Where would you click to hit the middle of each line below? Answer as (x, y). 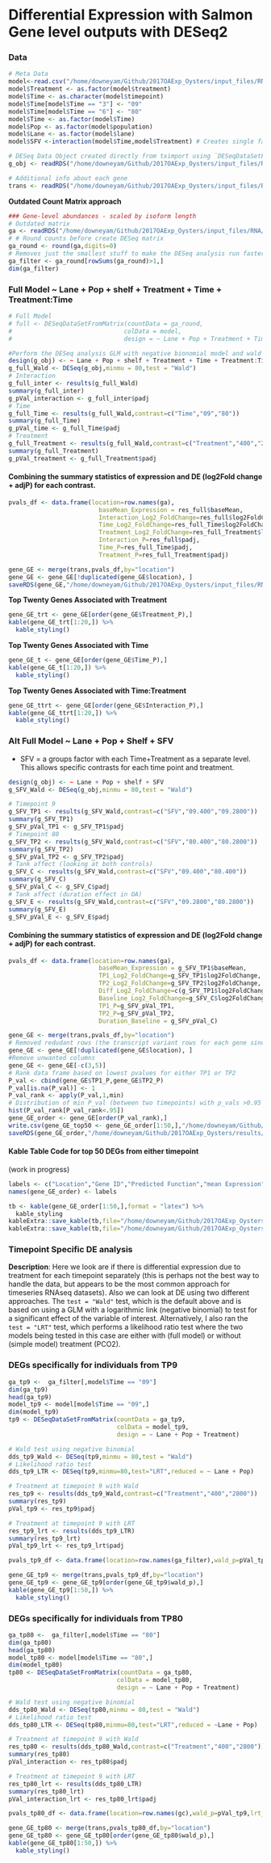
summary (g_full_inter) (46, 391)
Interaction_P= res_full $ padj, (149, 540)
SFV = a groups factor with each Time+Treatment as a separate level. (135, 759)
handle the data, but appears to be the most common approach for (119, 1284)
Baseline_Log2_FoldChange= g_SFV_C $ (158, 998)
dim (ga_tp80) (30, 1642)
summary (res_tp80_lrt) (46, 1791)
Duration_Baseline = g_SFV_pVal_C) (158, 1021)
